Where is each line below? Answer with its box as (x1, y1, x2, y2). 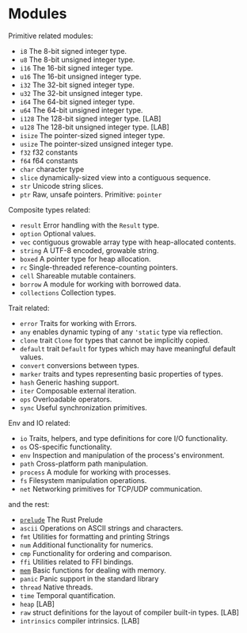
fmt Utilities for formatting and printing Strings (19, 531, 170, 541)
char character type (19, 164, 85, 174)
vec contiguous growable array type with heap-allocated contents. (19, 237, 236, 247)
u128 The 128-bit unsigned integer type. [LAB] (19, 122, 170, 132)
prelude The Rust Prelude (19, 515, 104, 524)
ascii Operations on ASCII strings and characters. (19, 523, 184, 532)
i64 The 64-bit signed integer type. (19, 97, 135, 106)
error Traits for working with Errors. (19, 318, 137, 328)
